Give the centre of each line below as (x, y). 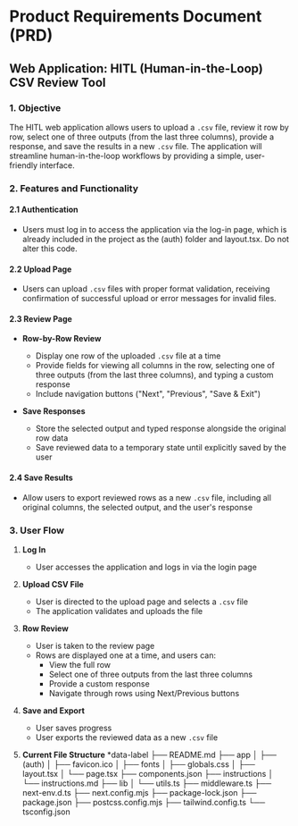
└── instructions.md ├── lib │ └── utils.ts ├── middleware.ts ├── (147, 783)
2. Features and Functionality (74, 188)
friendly (24, 165)
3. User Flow (37, 530)
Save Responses (54, 411)
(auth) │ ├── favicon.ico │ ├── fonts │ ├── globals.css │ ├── (139, 764)
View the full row (80, 664)
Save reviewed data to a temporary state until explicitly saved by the (161, 448)
